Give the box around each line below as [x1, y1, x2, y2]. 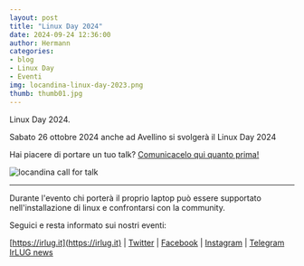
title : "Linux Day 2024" [9, 22, 103, 31]
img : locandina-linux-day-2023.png [9, 81, 144, 90]
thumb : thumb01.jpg [9, 89, 83, 98]
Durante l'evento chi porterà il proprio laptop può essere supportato [9, 192, 262, 204]
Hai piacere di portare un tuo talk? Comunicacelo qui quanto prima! [9, 148, 260, 159]
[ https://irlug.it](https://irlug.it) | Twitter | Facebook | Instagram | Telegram [9, 237, 285, 248]
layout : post [9, 13, 59, 23]
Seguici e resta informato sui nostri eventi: [9, 219, 167, 231]
